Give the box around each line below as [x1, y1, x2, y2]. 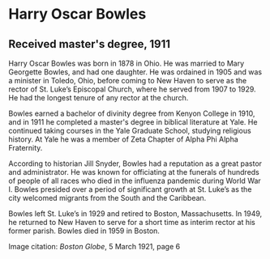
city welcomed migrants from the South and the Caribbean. [8, 193, 207, 202]
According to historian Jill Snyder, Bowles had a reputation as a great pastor [8, 159, 262, 168]
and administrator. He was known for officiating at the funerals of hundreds [8, 168, 259, 176]
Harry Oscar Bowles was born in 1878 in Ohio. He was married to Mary [8, 58, 245, 68]
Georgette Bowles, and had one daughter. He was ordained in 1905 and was [8, 67, 262, 77]
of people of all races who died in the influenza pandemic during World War [8, 176, 261, 185]
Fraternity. [8, 143, 43, 152]
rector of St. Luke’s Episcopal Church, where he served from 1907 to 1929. [8, 84, 257, 94]
